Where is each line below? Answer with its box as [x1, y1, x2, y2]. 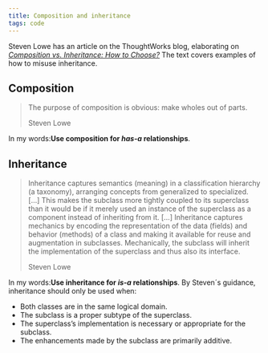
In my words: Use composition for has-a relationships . [8, 134, 191, 144]
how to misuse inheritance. [8, 58, 98, 68]
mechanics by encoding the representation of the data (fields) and [27, 221, 248, 231]
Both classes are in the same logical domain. [19, 302, 168, 311]
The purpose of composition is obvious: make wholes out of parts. [27, 103, 248, 112]
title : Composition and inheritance [8, 11, 131, 20]
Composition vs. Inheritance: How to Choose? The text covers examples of [8, 50, 256, 59]
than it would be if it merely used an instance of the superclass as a [27, 204, 251, 213]
